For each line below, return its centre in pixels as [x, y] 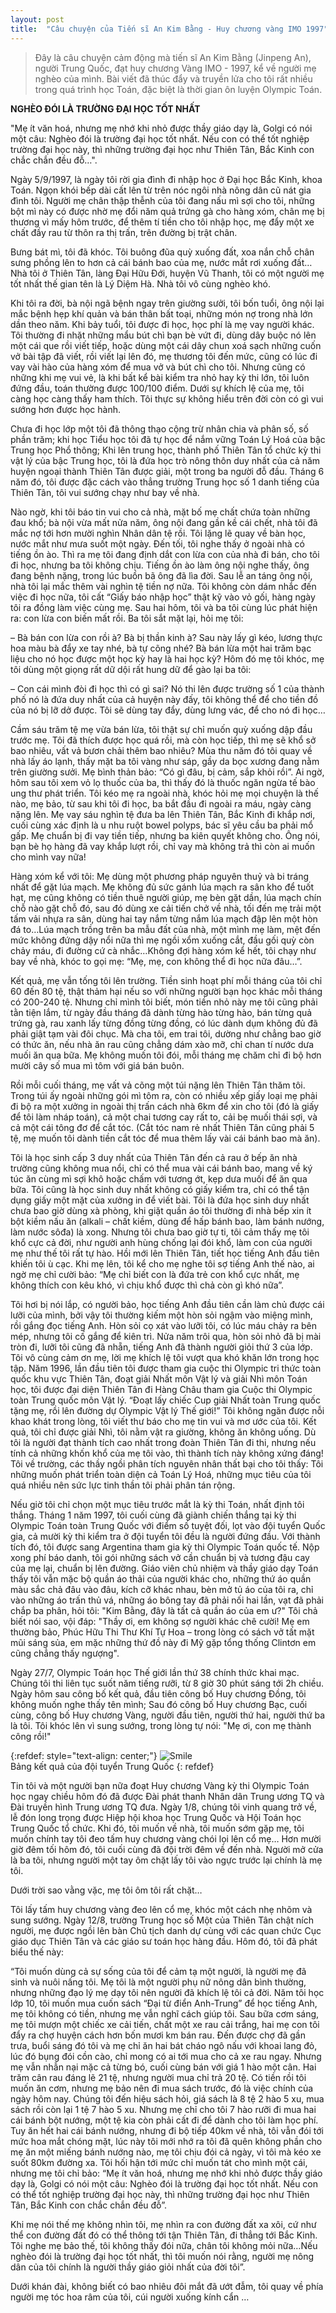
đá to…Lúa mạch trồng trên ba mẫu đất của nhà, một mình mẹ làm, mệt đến [165, 929]
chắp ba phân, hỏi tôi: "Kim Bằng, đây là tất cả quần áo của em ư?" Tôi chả [164, 1610]
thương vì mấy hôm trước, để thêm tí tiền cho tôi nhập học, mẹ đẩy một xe [162, 222]
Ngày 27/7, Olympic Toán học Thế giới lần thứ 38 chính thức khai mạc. [155, 1672]
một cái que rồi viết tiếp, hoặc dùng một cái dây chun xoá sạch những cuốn [166, 345]
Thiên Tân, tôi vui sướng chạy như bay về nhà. [105, 492]
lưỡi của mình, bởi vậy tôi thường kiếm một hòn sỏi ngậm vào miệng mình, [161, 1315]
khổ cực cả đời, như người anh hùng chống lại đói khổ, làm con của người [161, 1242]
